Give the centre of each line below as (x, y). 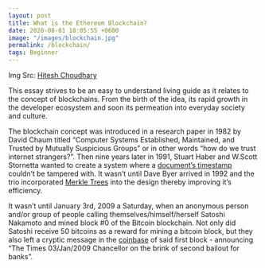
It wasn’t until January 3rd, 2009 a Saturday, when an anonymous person (129, 206)
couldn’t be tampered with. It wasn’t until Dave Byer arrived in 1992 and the (131, 173)
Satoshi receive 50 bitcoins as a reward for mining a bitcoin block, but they (131, 231)
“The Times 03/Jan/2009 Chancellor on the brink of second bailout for (124, 248)
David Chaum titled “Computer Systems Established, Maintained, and (121, 140)
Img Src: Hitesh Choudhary (53, 75)
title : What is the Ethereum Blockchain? (78, 23)
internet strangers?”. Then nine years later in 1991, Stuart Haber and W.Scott (133, 157)
